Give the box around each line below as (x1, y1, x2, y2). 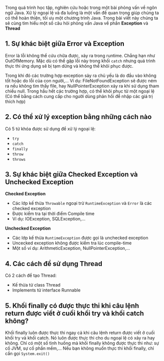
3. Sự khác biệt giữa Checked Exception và (5, 170, 138, 179)
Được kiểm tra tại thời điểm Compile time (12, 211, 94, 217)
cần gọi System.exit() (5, 351, 50, 357)
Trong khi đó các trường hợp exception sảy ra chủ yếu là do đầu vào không (5, 72, 157, 78)
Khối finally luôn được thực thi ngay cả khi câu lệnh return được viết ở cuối (5, 330, 155, 336)
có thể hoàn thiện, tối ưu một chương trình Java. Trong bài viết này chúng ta (5, 15, 158, 21)
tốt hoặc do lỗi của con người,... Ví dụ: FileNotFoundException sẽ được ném (5, 77, 157, 83)
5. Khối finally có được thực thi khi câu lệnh (5, 301, 140, 310)
